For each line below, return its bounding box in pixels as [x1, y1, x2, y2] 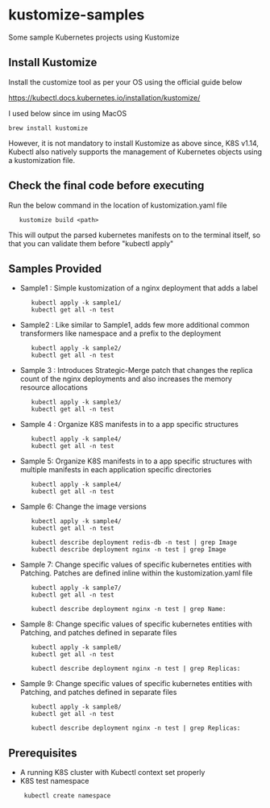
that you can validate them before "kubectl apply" [8, 238, 174, 248]
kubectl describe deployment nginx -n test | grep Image [31, 546, 226, 554]
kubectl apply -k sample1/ [31, 299, 123, 308]
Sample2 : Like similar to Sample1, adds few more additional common [19, 320, 250, 330]
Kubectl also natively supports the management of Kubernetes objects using [8, 147, 263, 157]
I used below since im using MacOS [8, 108, 127, 118]
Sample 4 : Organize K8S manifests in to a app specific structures [19, 420, 239, 429]
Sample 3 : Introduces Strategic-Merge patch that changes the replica [19, 366, 253, 375]
